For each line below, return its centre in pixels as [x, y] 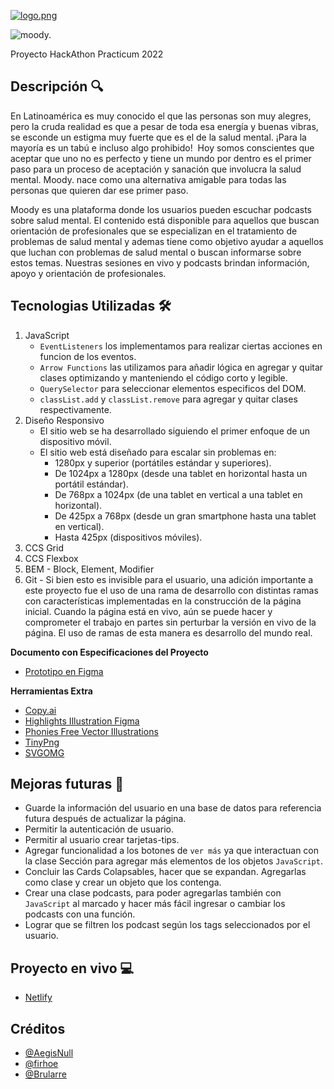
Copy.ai [40, 710]
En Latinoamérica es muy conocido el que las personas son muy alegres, [161, 116]
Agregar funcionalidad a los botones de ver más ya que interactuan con [172, 851]
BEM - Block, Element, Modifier [89, 569]
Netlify [38, 997]
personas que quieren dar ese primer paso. [99, 190]
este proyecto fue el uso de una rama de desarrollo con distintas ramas [171, 590]
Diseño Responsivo [64, 420]
